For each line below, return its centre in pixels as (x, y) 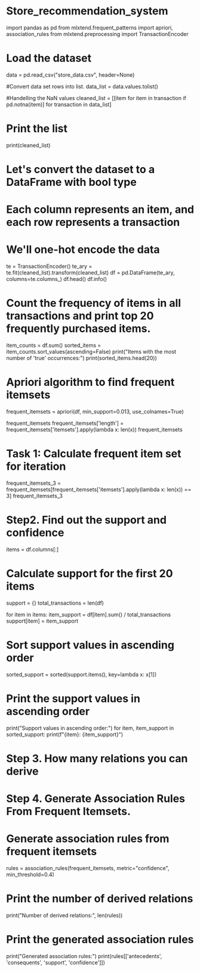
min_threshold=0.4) (30, 874)
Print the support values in (73, 698)
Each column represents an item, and (100, 209)
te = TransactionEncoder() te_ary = (49, 266)
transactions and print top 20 (80, 316)
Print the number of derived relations (100, 899)
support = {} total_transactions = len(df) (55, 603)
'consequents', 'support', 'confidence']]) (56, 962)
